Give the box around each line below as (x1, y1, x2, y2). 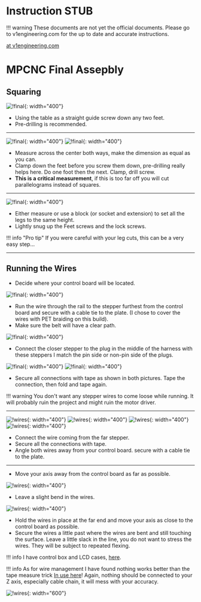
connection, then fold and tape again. (14, 381, 108, 388)
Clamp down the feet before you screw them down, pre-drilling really (14, 162, 185, 169)
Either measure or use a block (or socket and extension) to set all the (14, 209, 185, 217)
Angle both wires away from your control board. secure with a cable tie (14, 446, 190, 454)
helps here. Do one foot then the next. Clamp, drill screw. (14, 168, 156, 175)
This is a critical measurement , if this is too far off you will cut (14, 175, 169, 182)
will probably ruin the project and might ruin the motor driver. (6, 399, 157, 406)
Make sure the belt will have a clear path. (14, 321, 117, 329)
